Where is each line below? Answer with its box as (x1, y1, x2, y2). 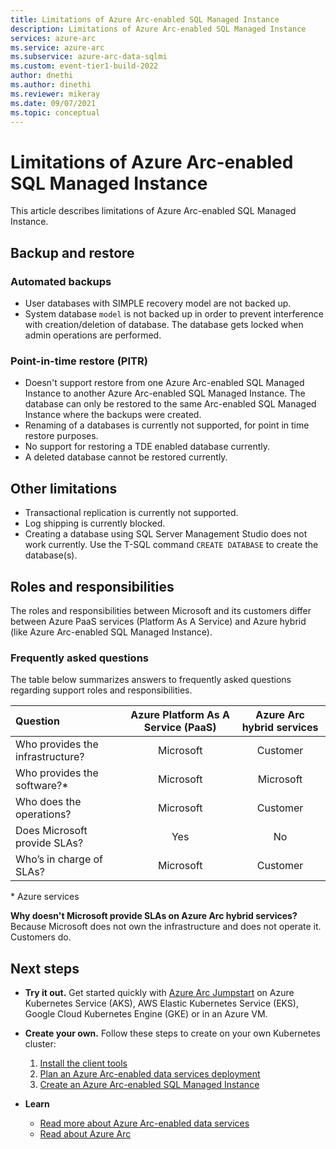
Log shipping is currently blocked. (24, 517, 166, 530)
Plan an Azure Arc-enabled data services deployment (39, 1068, 261, 1080)
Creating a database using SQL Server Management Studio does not (24, 528, 308, 540)
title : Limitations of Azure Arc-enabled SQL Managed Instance (10, 14, 280, 25)
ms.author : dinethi (10, 80, 92, 90)
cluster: (24, 1038, 57, 1050)
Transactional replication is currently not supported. (24, 507, 239, 519)
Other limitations (10, 480, 118, 497)
